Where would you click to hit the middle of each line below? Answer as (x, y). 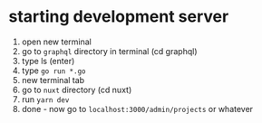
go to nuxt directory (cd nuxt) (77, 90)
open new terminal (56, 42)
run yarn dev (45, 99)
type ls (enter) (48, 61)
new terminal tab (53, 80)
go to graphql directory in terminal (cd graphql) (109, 51)
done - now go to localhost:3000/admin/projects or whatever (137, 109)
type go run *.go (53, 71)
